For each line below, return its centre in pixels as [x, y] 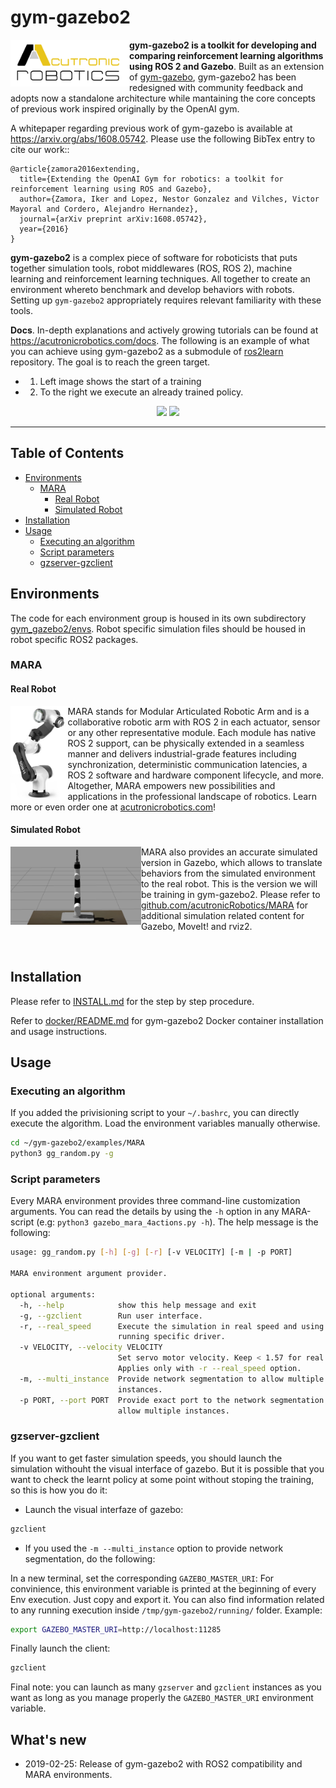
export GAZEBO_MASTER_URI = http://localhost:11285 [116, 1629]
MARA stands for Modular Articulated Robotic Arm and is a [188, 711]
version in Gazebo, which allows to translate [231, 862]
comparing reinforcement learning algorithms [226, 55]
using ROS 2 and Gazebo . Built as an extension [227, 66]
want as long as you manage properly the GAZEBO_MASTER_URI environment [162, 1698]
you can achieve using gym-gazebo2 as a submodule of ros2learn [147, 351]
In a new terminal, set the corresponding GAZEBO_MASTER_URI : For [142, 1578]
